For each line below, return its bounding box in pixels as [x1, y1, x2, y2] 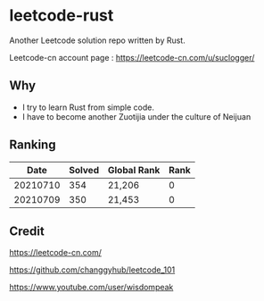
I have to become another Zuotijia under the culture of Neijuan [21, 111, 252, 121]
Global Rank [107, 163, 161, 176]
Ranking [9, 138, 56, 153]
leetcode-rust [9, 5, 114, 26]
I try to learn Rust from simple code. [21, 102, 154, 113]
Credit [9, 223, 45, 238]
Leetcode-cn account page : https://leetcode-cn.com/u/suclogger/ [9, 52, 255, 63]
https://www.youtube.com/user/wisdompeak [9, 282, 174, 293]
